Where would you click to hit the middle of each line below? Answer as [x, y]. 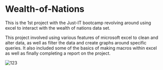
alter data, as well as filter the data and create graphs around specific [76, 42]
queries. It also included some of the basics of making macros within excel [81, 48]
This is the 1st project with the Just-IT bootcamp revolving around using [78, 23]
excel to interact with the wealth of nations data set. [58, 28]
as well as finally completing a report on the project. [58, 53]
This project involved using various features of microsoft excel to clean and [82, 37]
